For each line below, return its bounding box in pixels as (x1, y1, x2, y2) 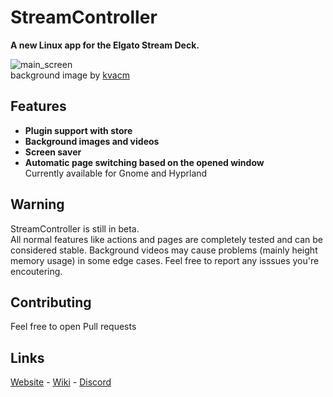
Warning (10, 196, 65, 213)
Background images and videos (24, 135, 160, 147)
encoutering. (10, 265, 63, 277)
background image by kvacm (10, 69, 130, 81)
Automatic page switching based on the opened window (24, 156, 265, 168)
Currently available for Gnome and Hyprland (24, 167, 208, 179)
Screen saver (24, 146, 82, 158)
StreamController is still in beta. (10, 222, 140, 235)
